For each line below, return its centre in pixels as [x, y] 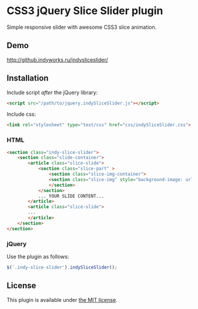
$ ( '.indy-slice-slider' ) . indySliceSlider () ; [62, 268]
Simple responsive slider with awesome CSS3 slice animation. [82, 27]
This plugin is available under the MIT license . [62, 300]
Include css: [21, 114]
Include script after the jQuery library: [52, 92]
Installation [28, 78]
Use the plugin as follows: [38, 257]
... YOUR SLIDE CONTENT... [71, 196]
